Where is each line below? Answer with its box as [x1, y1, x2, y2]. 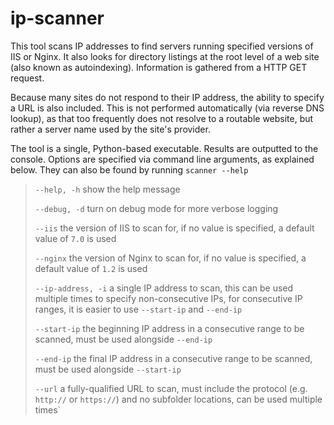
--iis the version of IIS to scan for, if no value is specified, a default [34, 222, 315, 234]
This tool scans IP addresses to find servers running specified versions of [10, 40, 314, 52]
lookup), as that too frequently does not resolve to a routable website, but [10, 112, 314, 124]
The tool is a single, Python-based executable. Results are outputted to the [10, 142, 319, 154]
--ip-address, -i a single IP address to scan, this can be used [34, 282, 294, 294]
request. [10, 72, 45, 84]
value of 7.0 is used [34, 232, 117, 244]
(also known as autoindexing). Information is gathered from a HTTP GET [10, 61, 308, 73]
